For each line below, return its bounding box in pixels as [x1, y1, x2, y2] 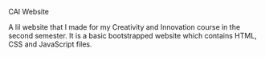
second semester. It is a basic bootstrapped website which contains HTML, [8, 31, 257, 40]
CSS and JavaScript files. [8, 39, 92, 49]
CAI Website [8, 7, 50, 16]
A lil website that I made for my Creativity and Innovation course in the [8, 22, 241, 31]
